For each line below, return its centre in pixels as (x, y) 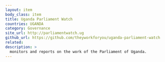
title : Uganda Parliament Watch (39, 19)
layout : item (19, 10)
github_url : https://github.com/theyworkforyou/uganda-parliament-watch (83, 38)
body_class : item (23, 14)
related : (14, 42)
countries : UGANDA (24, 24)
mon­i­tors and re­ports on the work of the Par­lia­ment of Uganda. (78, 51)
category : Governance (28, 28)
